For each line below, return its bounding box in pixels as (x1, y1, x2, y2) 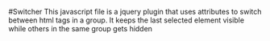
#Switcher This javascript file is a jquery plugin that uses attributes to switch (8, 7, 262, 16)
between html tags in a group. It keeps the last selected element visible (8, 15, 244, 25)
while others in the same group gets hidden (8, 24, 153, 33)
